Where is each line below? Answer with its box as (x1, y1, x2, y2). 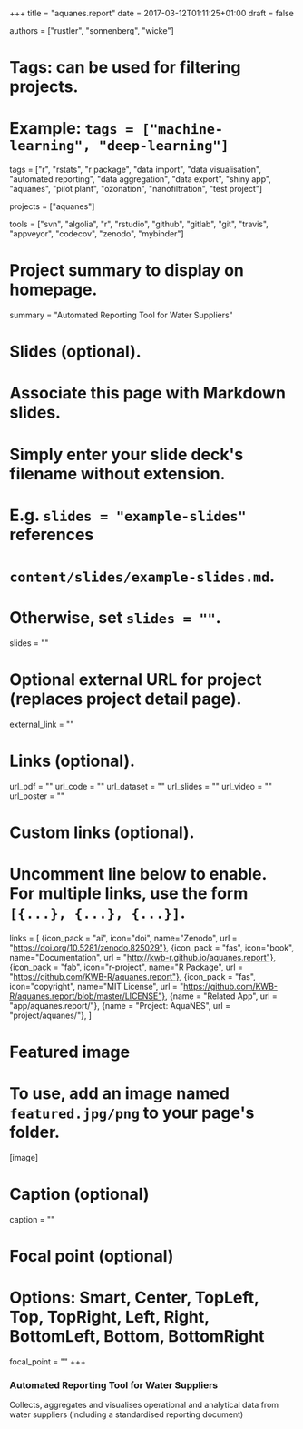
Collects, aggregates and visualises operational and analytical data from (9, 1400, 279, 1411)
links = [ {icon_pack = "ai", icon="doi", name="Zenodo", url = (9, 932, 238, 943)
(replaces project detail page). (9, 689, 242, 709)
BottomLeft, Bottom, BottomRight (9, 1326, 265, 1347)
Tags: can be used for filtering (9, 57, 241, 78)
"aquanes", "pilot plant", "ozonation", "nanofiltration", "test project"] (9, 184, 263, 195)
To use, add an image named (9, 1083, 230, 1104)
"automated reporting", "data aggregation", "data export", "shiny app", (9, 174, 272, 185)
